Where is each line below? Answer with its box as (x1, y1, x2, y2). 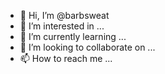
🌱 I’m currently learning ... (19, 31, 127, 42)
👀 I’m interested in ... (19, 20, 105, 32)
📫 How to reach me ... (19, 53, 113, 64)
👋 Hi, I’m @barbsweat (19, 10, 110, 21)
